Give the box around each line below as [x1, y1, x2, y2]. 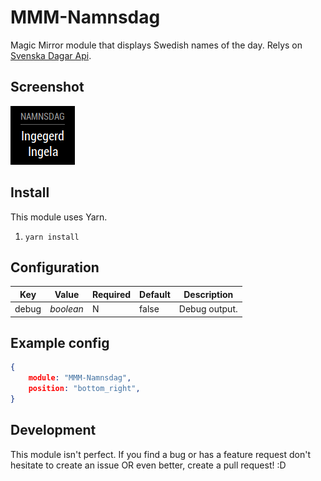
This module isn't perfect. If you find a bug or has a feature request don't [10, 448, 312, 460]
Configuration [10, 259, 100, 276]
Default [139, 288, 171, 300]
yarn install [24, 232, 80, 242]
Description [183, 288, 234, 300]
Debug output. [178, 303, 238, 315]
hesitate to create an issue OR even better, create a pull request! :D [10, 459, 287, 471]
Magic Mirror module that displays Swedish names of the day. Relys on [10, 39, 303, 51]
